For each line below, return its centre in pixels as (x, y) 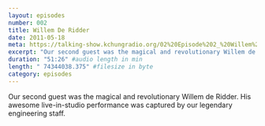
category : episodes (40, 74)
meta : (17, 45)
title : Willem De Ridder (49, 30)
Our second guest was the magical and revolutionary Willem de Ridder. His (130, 96)
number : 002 (28, 23)
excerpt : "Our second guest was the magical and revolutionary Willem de (132, 52)
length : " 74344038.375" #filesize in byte (81, 67)
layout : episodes (37, 15)
